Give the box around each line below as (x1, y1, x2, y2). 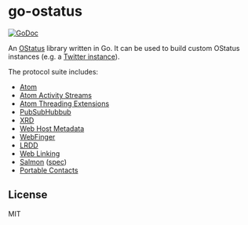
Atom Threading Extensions (19, 99, 110, 108)
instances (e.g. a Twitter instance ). (8, 52, 120, 61)
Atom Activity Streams (19, 90, 93, 100)
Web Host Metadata (19, 124, 85, 133)
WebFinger (19, 132, 56, 141)
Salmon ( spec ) (19, 157, 67, 166)
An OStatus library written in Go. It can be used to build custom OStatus (8, 43, 240, 53)
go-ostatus (8, 2, 82, 20)
